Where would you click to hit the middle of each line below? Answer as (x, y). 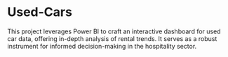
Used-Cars (40, 12)
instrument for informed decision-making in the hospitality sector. (102, 46)
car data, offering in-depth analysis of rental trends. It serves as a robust (112, 38)
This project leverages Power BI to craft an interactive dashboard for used (114, 31)
